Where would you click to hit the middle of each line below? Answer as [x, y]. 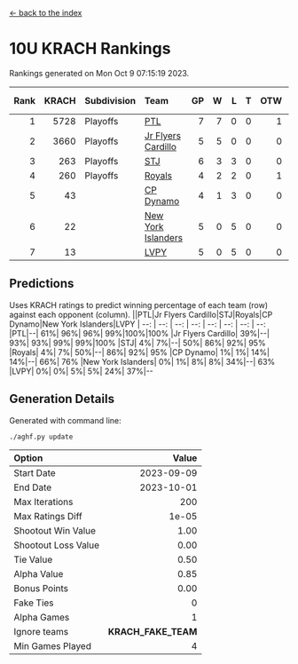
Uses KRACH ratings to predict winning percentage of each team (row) [139, 304]
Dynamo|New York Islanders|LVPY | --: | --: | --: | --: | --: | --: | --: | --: [137, 324]
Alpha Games [42, 617]
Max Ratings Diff [48, 516]
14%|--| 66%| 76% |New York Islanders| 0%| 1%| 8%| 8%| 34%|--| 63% [142, 361]
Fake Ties [34, 603]
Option [28, 458]
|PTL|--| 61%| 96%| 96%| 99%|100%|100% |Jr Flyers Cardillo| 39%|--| [140, 333]
